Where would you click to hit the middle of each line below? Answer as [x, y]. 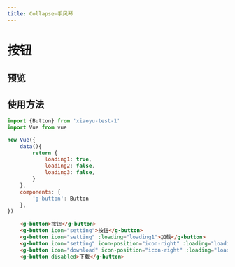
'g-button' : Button [61, 199]
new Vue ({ [22, 140]
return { [45, 153]
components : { [40, 192]
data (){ [31, 146]
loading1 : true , [68, 159]
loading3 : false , [70, 173]
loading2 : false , [70, 166]
